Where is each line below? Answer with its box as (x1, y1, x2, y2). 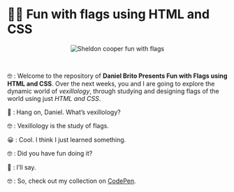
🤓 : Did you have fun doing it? (7, 149, 93, 157)
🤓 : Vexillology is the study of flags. (7, 121, 110, 130)
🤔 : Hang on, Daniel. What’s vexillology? (7, 108, 121, 116)
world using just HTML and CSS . (7, 94, 101, 102)
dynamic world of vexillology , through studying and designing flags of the (7, 87, 219, 95)
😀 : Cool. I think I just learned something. (7, 135, 126, 144)
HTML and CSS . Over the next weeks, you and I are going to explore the (7, 79, 215, 88)
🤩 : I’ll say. (7, 163, 36, 171)
